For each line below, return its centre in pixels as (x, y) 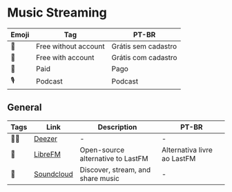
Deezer (45, 138)
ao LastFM (179, 158)
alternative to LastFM (114, 158)
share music (99, 178)
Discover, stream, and (115, 169)
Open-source (102, 150)
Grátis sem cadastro (144, 46)
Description (117, 127)
